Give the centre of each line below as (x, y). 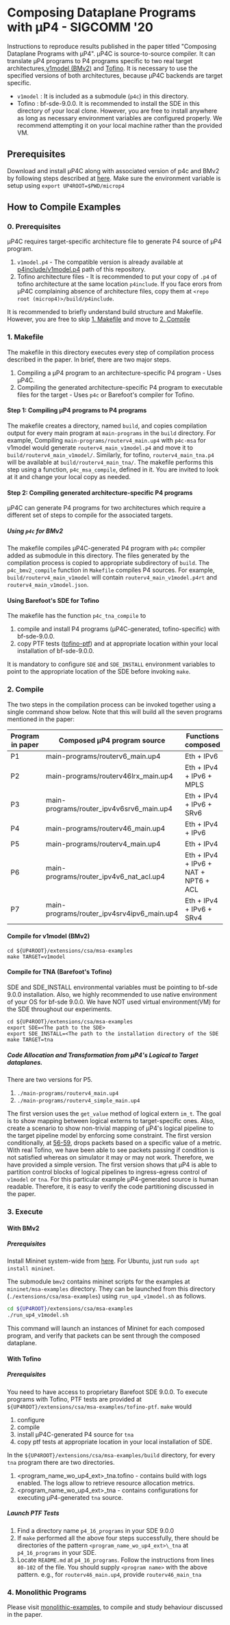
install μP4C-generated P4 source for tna (75, 1434)
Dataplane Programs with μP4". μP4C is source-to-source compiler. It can (111, 54)
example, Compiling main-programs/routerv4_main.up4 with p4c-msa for (107, 440)
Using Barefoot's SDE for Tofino (53, 600)
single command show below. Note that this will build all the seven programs (115, 711)
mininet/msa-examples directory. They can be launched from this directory (111, 1289)
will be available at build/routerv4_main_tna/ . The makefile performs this (110, 462)
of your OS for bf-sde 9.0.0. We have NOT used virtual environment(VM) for (114, 1002)
